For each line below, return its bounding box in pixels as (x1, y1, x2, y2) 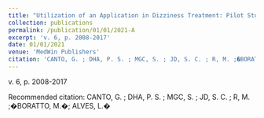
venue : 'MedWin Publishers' (8, 48, 101, 56)
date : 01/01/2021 (8, 41, 65, 49)
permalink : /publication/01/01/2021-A (8, 26, 135, 34)
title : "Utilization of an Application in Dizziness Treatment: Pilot (8, 11, 244, 20)
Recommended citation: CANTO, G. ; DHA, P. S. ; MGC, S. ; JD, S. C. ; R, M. (8, 92, 251, 101)
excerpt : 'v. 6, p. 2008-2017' (8, 33, 111, 42)
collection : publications (8, 19, 93, 27)
